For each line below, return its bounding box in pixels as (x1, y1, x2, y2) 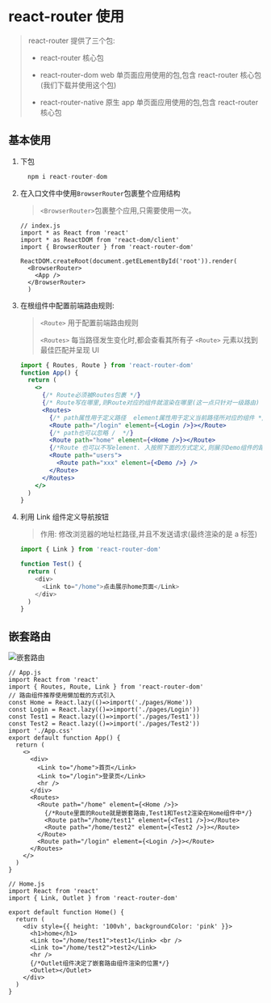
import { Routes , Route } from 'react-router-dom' (19, 361, 194, 369)
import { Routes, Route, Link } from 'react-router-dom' (8, 683, 204, 692)
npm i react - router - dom (27, 172, 107, 180)
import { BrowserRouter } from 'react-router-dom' (19, 243, 194, 251)
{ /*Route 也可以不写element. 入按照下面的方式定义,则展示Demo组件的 (49, 444, 259, 452)
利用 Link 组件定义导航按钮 (19, 512, 109, 522)
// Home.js (8, 880, 45, 888)
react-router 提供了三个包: (27, 36, 115, 45)
